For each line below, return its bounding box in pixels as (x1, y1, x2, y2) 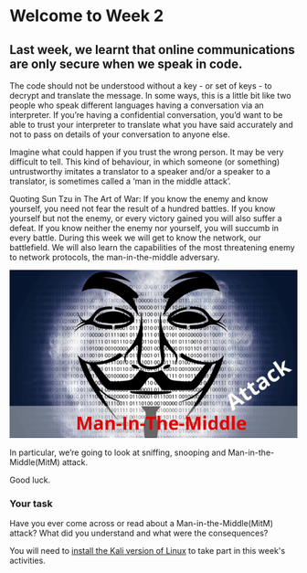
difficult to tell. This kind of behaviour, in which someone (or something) (9, 156, 281, 167)
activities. (9, 555, 46, 567)
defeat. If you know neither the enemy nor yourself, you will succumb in (9, 223, 280, 233)
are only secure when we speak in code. (9, 56, 243, 71)
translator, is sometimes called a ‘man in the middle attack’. (9, 175, 231, 186)
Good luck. (9, 474, 51, 485)
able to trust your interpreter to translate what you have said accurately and (9, 120, 294, 130)
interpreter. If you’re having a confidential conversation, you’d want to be (9, 110, 283, 120)
